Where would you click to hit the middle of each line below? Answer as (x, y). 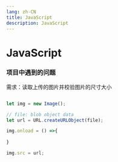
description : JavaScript (37, 23)
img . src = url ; (25, 153)
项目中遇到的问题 (31, 73)
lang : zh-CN (21, 12)
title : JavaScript (29, 17)
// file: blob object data (40, 114)
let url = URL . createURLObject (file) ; (55, 120)
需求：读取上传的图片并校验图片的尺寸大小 (59, 87)
